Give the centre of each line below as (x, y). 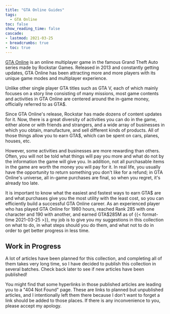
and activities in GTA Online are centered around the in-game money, (77, 99)
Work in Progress (33, 246)
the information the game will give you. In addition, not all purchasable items (85, 161)
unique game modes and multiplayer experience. (56, 78)
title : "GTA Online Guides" (35, 10)
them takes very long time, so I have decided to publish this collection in (81, 264)
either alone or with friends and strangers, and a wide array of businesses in (85, 125)
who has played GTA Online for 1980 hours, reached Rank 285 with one (80, 209)
